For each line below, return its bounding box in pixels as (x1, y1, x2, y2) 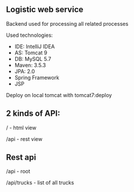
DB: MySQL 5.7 (14, 55, 51, 62)
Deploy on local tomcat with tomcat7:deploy (6, 91, 112, 98)
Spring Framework (14, 74, 60, 81)
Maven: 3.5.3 (14, 61, 46, 68)
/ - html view (6, 124, 37, 131)
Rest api (6, 152, 36, 163)
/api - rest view (6, 135, 43, 142)
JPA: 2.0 (14, 67, 35, 75)
